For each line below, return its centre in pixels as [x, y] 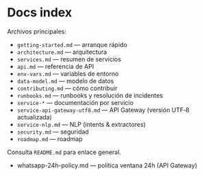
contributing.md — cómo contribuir [67, 88]
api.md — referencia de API [55, 66]
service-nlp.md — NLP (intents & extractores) [81, 124]
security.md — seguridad [53, 132]
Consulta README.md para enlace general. [64, 152]
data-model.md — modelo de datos [65, 80]
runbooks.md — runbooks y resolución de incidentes [90, 95]
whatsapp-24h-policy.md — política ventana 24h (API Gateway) [107, 165]
